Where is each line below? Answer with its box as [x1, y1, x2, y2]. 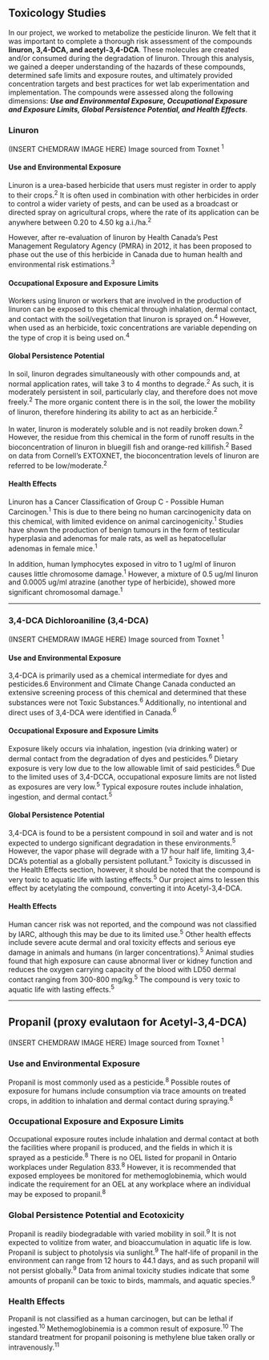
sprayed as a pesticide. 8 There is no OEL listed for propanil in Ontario [8, 1151, 237, 1163]
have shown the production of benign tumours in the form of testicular [8, 525, 240, 535]
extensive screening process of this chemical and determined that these [8, 688, 247, 698]
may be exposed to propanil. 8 [8, 1188, 106, 1199]
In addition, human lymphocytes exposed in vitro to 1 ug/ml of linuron [8, 559, 236, 568]
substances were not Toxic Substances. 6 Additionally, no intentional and [8, 696, 247, 707]
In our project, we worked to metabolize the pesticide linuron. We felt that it [8, 27, 257, 37]
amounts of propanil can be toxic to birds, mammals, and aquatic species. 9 [8, 1274, 255, 1285]
